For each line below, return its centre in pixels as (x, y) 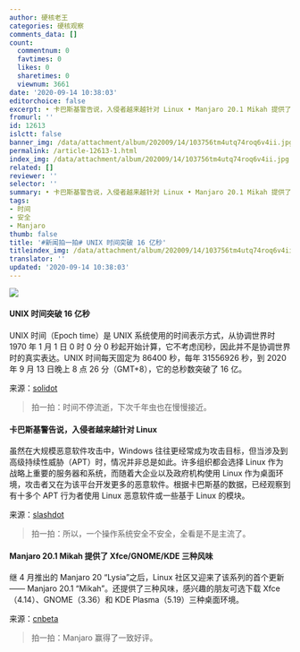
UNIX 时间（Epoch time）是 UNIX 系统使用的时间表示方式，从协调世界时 (142, 336)
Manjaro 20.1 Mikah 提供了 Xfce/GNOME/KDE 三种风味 (111, 555)
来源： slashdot (37, 515)
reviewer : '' (33, 176)
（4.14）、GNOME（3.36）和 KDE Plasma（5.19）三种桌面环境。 (126, 600)
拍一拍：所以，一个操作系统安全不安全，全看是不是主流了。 (141, 534)
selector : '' (33, 184)
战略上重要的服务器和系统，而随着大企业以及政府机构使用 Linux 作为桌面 (143, 473)
